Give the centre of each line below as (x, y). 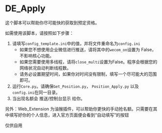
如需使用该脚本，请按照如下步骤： (39, 33)
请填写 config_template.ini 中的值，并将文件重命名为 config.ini (76, 43)
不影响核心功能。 (37, 55)
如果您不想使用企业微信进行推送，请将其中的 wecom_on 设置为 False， (88, 49)
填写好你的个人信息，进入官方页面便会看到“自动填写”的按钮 (69, 115)
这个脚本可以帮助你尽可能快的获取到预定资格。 (52, 22)
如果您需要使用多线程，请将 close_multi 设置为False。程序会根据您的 (88, 62)
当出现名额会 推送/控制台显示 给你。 (48, 98)
